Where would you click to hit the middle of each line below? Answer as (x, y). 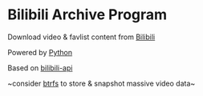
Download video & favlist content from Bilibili (81, 37)
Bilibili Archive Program (87, 15)
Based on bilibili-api (40, 68)
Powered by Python (40, 52)
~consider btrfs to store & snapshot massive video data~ (101, 83)
